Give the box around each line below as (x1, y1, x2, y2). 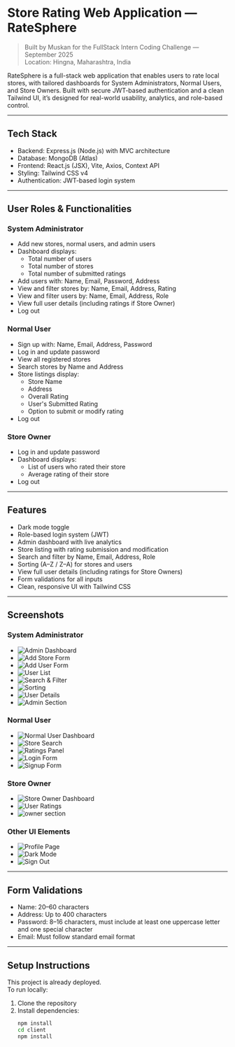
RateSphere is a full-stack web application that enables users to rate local (7, 71, 220, 80)
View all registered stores (17, 355, 91, 363)
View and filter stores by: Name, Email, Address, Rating (17, 285, 177, 293)
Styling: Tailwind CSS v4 (17, 169, 89, 177)
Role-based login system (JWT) (17, 530, 110, 539)
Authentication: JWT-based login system (17, 176, 135, 185)
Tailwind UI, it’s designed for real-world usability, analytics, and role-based (7, 93, 222, 102)
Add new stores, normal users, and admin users (17, 240, 156, 248)
